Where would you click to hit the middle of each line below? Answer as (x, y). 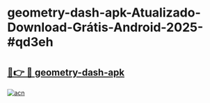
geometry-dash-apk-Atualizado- (104, 13)
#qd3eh (30, 42)
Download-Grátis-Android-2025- (105, 27)
